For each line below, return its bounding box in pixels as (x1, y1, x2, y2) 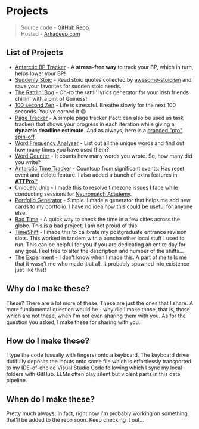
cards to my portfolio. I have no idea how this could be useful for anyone (14, 203, 193, 210)
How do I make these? (6, 335, 89, 345)
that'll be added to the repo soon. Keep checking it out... (6, 416, 145, 424)
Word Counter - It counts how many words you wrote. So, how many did (14, 152, 192, 159)
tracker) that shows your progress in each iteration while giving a (14, 121, 175, 128)
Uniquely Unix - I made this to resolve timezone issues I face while (14, 184, 178, 191)
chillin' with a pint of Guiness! (14, 95, 88, 102)
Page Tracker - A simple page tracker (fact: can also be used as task (14, 114, 184, 121)
